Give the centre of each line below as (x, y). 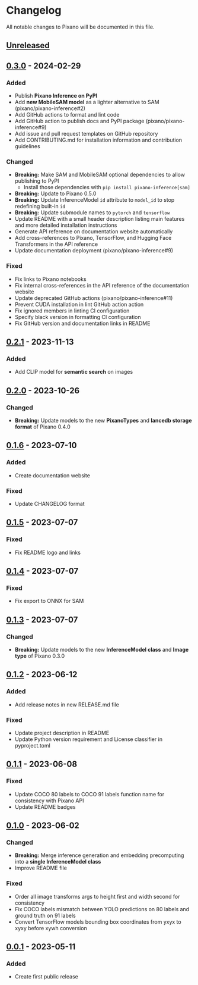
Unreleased (28, 46)
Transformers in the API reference (56, 244)
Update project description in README (62, 733)
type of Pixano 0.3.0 (40, 656)
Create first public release (46, 977)
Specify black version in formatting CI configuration (78, 317)
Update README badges (45, 806)
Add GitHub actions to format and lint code (67, 115)
